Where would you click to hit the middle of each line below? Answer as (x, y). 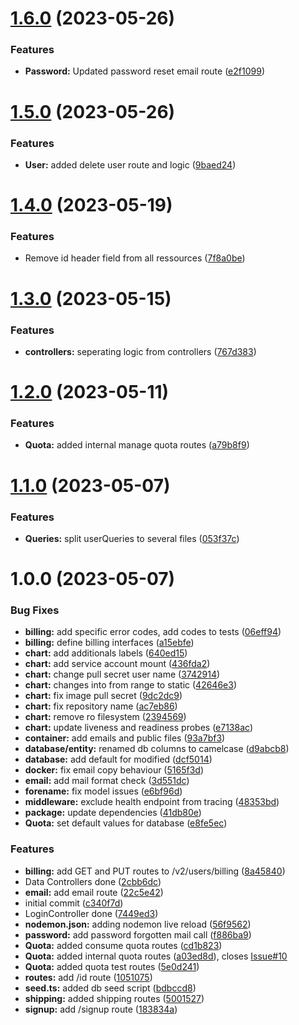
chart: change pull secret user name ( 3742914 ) (122, 674)
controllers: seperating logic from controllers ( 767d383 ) (140, 351)
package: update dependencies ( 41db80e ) (113, 813)
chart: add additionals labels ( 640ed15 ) (106, 653)
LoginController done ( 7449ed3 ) (91, 913)
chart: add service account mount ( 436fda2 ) (117, 664)
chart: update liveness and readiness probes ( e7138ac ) (138, 728)
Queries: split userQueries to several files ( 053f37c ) (132, 538)
